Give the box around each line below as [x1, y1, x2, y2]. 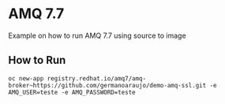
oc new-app [8, 74, 44, 83]
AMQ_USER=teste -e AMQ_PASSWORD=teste [8, 88, 136, 96]
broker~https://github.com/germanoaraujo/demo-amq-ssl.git [8, 81, 207, 89]
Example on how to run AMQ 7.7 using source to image [8, 31, 187, 40]
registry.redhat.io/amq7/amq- [47, 74, 147, 83]
